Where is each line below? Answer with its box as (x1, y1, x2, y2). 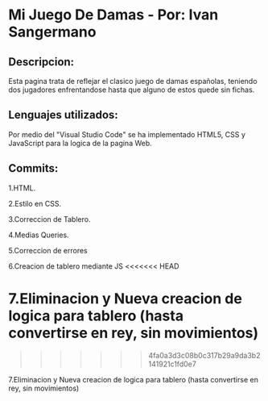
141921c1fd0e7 (148, 359, 197, 369)
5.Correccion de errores (8, 245, 88, 255)
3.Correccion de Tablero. (8, 214, 91, 223)
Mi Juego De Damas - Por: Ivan (8, 6, 219, 24)
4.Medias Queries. (8, 230, 70, 240)
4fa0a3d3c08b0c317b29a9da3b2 (148, 350, 261, 360)
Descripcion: (8, 55, 75, 69)
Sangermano (8, 23, 97, 41)
